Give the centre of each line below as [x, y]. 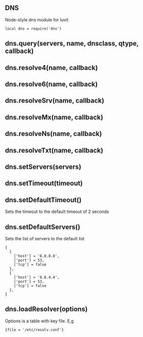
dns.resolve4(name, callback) [51, 68]
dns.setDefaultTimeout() [43, 200]
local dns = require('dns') [33, 29]
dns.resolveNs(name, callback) [54, 134]
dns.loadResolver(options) [47, 309]
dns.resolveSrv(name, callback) [55, 101]
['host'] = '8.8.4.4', [37, 277]
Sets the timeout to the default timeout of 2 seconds [57, 212]
